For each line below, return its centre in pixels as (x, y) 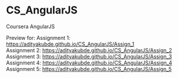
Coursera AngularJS (31, 26)
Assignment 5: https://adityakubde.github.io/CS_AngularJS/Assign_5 (89, 69)
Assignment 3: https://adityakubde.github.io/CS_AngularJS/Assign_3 (89, 56)
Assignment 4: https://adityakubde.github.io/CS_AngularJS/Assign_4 (89, 63)
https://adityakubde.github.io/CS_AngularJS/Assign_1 (70, 44)
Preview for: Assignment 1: (38, 38)
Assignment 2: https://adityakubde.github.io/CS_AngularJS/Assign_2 (89, 50)
